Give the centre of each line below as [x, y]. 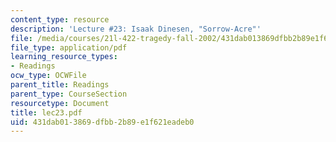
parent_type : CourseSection [69, 94]
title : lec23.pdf [46, 112]
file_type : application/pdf [69, 47]
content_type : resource [60, 19]
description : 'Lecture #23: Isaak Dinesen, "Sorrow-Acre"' [136, 29]
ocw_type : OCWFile [48, 76]
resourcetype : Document [60, 103]
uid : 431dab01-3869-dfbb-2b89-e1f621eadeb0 [102, 122]
